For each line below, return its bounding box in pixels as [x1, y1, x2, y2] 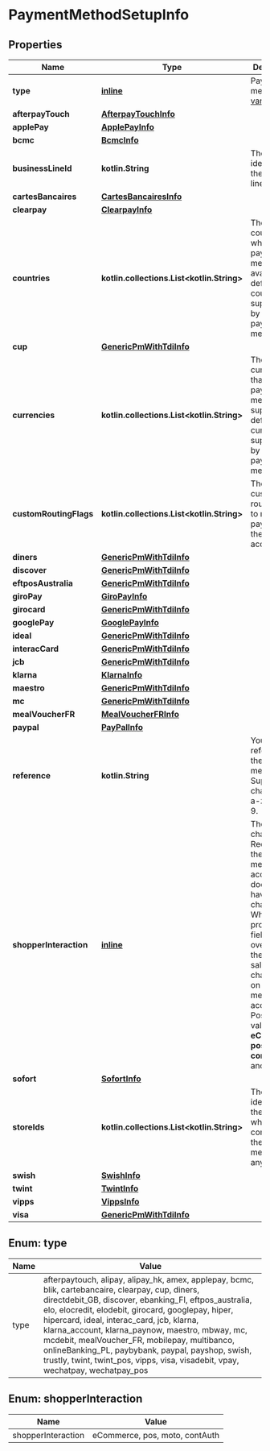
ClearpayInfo [100, 204, 153, 215]
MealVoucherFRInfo [100, 709, 179, 719]
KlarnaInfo [100, 670, 143, 680]
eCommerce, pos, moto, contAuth [92, 1429, 219, 1441]
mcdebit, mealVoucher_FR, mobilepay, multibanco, [43, 1334, 235, 1345]
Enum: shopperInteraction [8, 1392, 143, 1406]
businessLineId [12, 163, 72, 174]
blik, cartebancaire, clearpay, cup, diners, [43, 1283, 199, 1295]
